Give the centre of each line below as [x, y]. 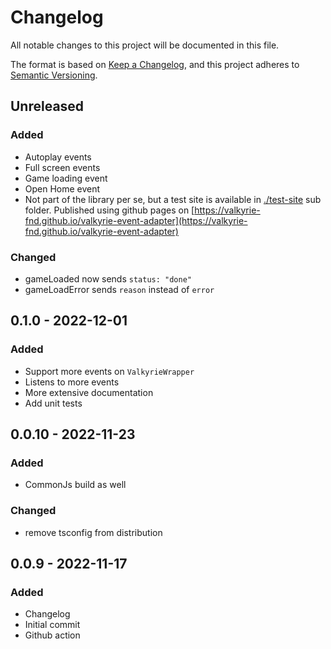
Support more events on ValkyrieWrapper [109, 371]
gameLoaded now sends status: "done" [108, 278]
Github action [52, 635]
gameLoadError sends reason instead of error [119, 289]
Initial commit [52, 625]
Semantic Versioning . [54, 75]
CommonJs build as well [75, 485]
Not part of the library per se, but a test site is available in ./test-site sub [173, 199]
